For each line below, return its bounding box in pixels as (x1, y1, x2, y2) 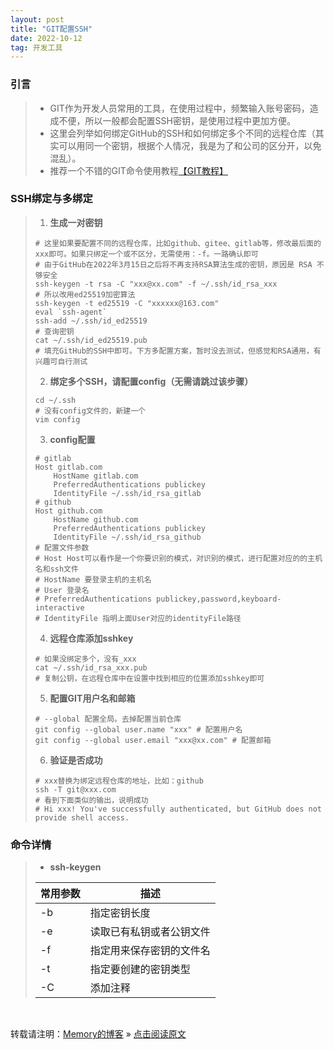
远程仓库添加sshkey (49, 632, 134, 644)
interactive (34, 602, 85, 613)
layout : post (10, 14, 65, 25)
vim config (34, 414, 81, 425)
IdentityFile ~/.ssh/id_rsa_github (53, 532, 202, 542)
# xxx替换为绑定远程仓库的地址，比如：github (34, 776, 204, 786)
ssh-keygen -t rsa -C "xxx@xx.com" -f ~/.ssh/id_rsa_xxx (34, 279, 278, 289)
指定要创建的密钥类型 (89, 962, 191, 976)
